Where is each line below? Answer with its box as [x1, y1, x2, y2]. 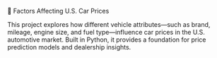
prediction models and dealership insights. [7, 43, 131, 51]
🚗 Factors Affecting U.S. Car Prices [7, 7, 110, 15]
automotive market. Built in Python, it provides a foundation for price [7, 35, 206, 44]
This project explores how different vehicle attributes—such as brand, [7, 21, 211, 28]
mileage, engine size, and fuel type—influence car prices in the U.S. [7, 28, 205, 36]
